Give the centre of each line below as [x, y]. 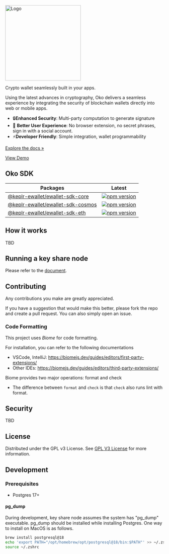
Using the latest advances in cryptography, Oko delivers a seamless [75, 97]
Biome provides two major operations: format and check [64, 377]
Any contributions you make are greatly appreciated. [60, 298]
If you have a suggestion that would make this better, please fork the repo [81, 308]
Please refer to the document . [36, 271]
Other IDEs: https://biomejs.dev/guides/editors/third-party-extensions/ [86, 368]
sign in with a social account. [43, 131]
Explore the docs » [25, 148]
